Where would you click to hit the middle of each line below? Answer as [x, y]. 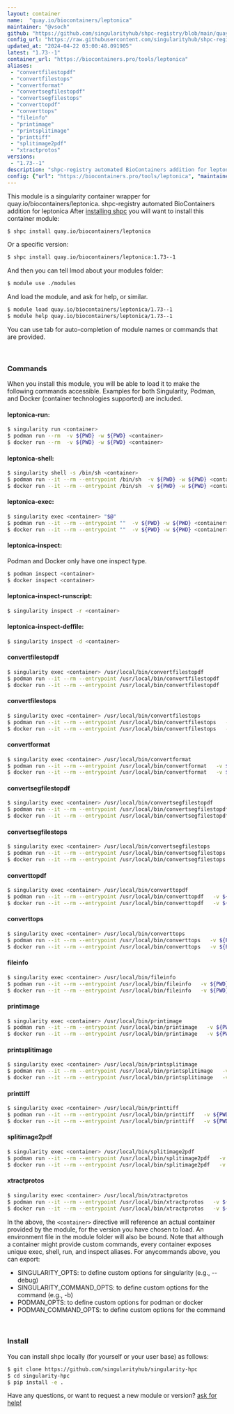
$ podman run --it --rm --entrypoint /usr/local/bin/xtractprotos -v [113, 1202]
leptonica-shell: [31, 458]
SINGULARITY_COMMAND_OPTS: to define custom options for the [113, 1287]
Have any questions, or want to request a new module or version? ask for [112, 1396]
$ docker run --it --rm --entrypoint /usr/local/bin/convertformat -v [115, 772]
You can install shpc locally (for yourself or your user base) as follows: [108, 1356]
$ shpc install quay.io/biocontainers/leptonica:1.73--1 [92, 257]
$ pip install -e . [36, 1382]
